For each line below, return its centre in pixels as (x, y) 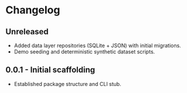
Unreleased (27, 32)
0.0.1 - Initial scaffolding (50, 70)
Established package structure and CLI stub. (67, 84)
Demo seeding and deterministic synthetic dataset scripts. (84, 52)
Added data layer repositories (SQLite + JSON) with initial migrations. (97, 45)
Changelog (33, 10)
